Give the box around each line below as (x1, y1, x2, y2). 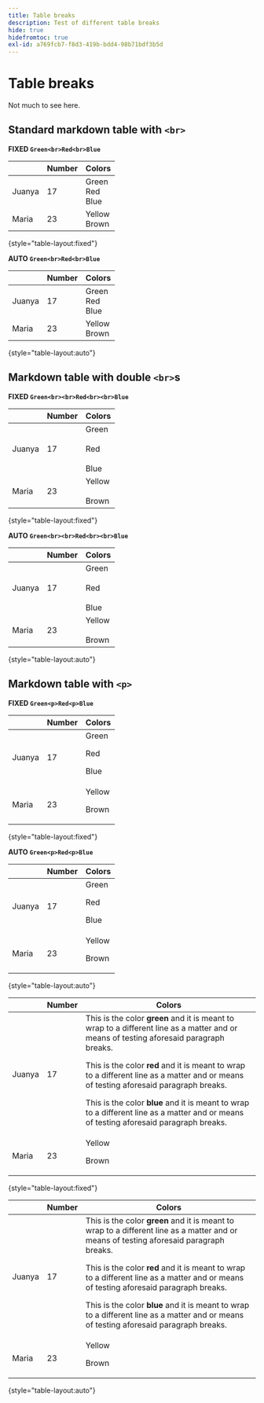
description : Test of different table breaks (8, 19, 159, 27)
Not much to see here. (8, 101, 81, 110)
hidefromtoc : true (8, 33, 68, 42)
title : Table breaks (8, 11, 76, 20)
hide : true (8, 26, 44, 34)
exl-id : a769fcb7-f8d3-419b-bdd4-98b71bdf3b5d (8, 41, 163, 49)
